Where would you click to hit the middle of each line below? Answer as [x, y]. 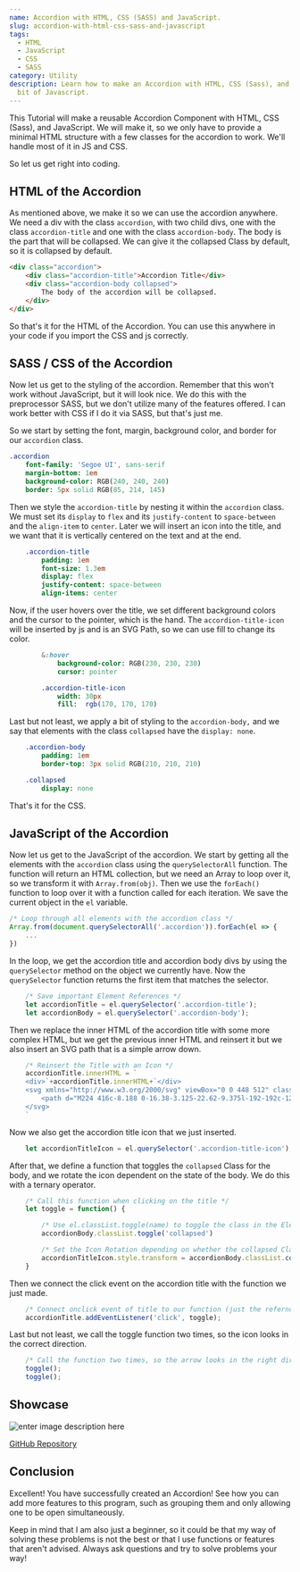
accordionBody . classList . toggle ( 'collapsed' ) [128, 1233]
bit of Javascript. [54, 92]
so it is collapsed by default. [61, 251]
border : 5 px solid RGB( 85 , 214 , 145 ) [96, 489]
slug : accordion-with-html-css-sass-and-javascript [107, 26]
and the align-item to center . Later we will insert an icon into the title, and [145, 526]
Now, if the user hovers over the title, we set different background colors [143, 610]
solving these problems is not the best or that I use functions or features [142, 1539]
